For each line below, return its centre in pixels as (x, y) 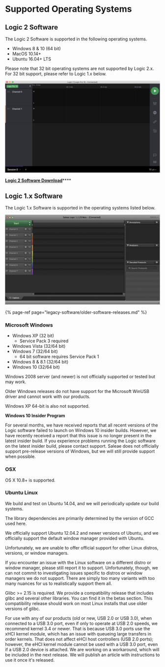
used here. (16, 523)
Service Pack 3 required (44, 341)
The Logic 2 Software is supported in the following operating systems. (76, 39)
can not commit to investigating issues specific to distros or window (74, 573)
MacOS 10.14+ (27, 54)
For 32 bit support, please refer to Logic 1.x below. (56, 74)
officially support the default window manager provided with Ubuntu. (75, 538)
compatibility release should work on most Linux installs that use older (76, 603)
